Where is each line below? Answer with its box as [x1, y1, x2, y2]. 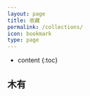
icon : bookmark [7, 30, 52, 37]
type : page [7, 37, 39, 44]
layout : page [7, 10, 46, 18]
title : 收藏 [7, 17, 40, 24]
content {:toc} [17, 56, 58, 64]
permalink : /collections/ [7, 23, 83, 30]
